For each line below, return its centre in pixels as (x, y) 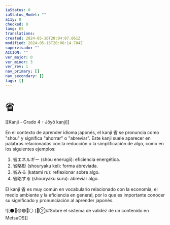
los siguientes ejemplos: (30, 149)
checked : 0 (17, 24)
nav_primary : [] (22, 72)
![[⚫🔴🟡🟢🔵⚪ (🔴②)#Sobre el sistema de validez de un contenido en (77, 210)
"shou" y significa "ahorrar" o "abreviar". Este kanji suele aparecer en (78, 138)
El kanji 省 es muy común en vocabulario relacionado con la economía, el (82, 189)
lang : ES (14, 29)
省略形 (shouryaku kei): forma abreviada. (55, 166)
